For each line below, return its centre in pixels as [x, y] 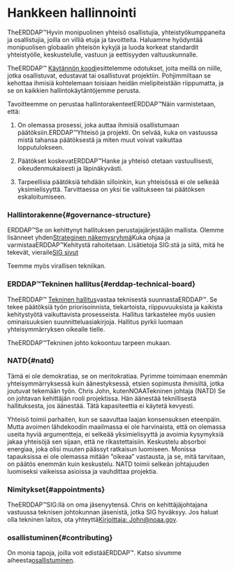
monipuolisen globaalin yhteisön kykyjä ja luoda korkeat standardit [103, 47]
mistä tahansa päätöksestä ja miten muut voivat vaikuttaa [100, 140]
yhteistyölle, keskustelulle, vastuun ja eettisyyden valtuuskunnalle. [103, 55]
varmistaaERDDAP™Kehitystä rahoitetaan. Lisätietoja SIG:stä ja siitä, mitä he [116, 245]
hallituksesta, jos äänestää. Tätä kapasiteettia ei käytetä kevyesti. [101, 406]
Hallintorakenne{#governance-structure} [79, 215]
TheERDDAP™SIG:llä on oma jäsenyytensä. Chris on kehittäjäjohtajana [108, 505]
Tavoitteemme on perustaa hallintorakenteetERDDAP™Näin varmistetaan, [112, 104]
